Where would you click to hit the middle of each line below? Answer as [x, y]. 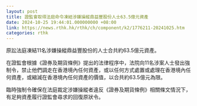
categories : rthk [27, 33]
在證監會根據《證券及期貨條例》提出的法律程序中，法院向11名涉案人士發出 [96, 63]
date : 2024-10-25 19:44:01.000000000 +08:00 [61, 22]
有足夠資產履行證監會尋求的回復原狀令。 [55, 97]
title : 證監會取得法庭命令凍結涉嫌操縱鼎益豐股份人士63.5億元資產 [77, 17]
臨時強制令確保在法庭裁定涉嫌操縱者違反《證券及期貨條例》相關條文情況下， [98, 90]
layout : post [22, 11]
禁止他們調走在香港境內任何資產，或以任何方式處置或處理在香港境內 [103, 70]
